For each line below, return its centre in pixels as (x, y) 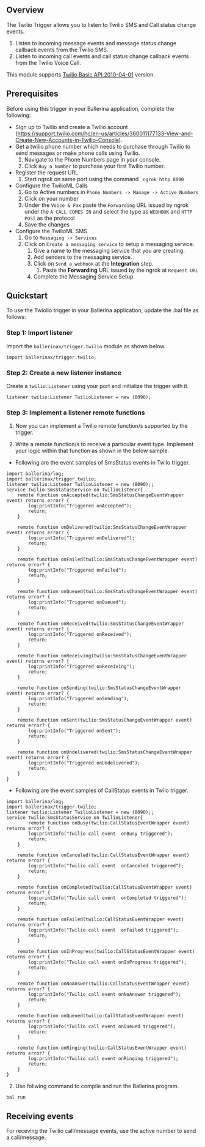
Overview (25, 10)
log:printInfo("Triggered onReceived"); (80, 635)
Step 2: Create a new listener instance (64, 373)
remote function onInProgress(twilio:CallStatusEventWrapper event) (106, 952)
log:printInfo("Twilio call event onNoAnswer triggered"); (105, 995)
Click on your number (52, 198)
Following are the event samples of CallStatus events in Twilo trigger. (102, 790)
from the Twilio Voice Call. (48, 62)
